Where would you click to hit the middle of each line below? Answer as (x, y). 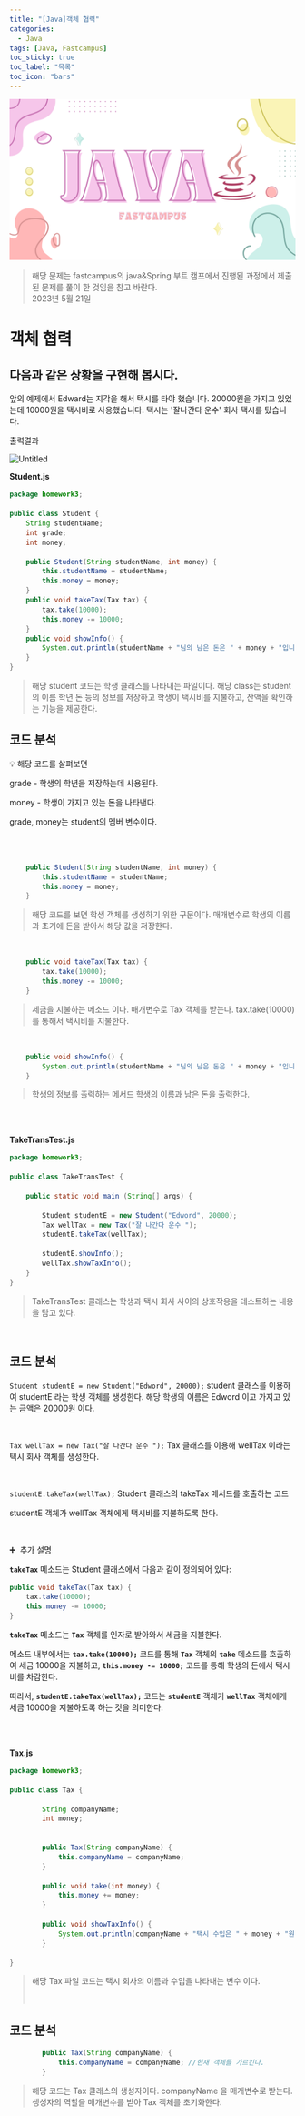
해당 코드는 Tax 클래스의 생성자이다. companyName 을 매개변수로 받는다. (162, 2091)
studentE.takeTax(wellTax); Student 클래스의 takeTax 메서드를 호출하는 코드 (149, 1493)
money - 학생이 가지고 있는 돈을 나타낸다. (83, 802)
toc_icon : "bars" (42, 77)
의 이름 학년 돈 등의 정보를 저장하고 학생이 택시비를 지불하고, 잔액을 (150, 697)
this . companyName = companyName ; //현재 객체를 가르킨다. (161, 2063)
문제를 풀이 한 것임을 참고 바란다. (99, 288)
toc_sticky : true (42, 58)
